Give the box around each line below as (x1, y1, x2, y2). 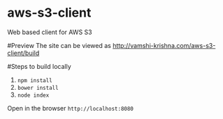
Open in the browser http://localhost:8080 (7, 104, 134, 112)
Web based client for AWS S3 (7, 28, 92, 36)
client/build (7, 49, 40, 57)
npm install (17, 77, 52, 84)
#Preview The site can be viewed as (7, 41, 112, 49)
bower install (17, 84, 59, 91)
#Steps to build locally (7, 62, 71, 70)
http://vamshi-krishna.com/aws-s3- (113, 41, 216, 49)
